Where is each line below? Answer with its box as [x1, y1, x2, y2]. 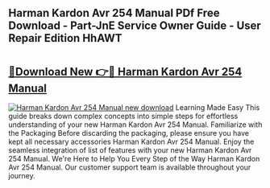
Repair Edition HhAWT [8, 31, 123, 45]
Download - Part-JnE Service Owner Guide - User [8, 19, 262, 33]
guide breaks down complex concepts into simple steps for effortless [8, 112, 239, 121]
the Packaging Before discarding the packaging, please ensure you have [8, 129, 250, 137]
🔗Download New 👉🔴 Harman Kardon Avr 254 [8, 64, 243, 79]
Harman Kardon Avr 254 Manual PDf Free [8, 6, 220, 20]
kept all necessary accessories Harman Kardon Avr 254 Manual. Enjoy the [8, 137, 255, 146]
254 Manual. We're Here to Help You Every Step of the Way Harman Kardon [8, 154, 260, 163]
